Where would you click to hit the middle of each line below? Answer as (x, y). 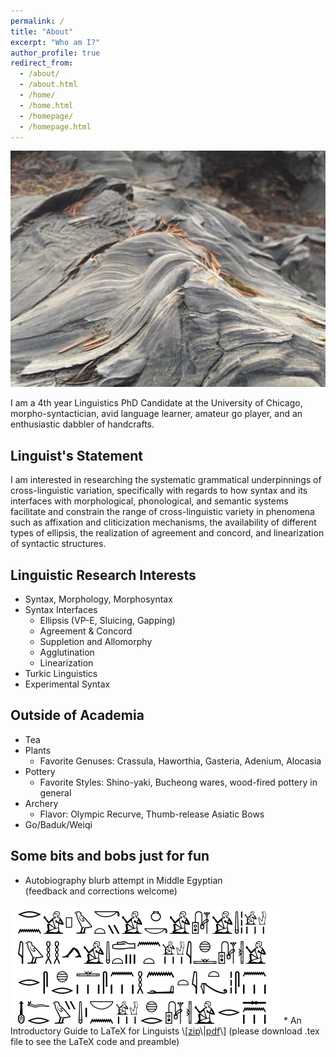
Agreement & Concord (86, 631)
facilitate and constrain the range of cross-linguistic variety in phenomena (162, 512)
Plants (38, 750)
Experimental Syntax (67, 684)
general (55, 792)
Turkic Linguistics (61, 673)
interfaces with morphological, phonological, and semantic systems (149, 501)
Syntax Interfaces (61, 609)
